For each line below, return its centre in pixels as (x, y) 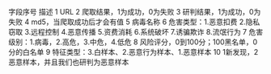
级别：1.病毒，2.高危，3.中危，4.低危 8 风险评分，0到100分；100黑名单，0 (133, 42)
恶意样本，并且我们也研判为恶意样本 (69, 62)
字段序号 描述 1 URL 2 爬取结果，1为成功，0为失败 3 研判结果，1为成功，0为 (135, 12)
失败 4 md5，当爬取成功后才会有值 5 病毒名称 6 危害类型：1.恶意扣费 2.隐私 (134, 22)
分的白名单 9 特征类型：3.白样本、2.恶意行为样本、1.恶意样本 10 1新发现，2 (133, 52)
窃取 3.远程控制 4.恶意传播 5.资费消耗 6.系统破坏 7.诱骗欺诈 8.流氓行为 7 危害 (136, 32)
